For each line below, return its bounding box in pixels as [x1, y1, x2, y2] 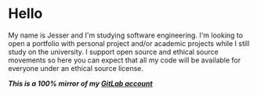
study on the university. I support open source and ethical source [8, 47, 219, 56]
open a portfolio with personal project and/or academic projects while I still [8, 38, 250, 48]
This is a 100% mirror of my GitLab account [8, 79, 153, 88]
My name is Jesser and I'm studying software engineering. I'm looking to [8, 30, 244, 40]
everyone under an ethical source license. [8, 63, 143, 73]
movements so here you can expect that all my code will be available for [8, 55, 241, 65]
